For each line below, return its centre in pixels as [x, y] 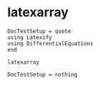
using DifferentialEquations [50, 43]
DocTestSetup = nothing [43, 74]
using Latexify [30, 37]
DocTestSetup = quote [39, 31]
